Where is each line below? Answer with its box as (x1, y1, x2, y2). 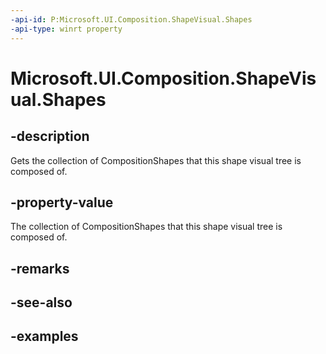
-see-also (10, 294, 73, 311)
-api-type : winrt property (10, 24, 123, 34)
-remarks (10, 260, 70, 277)
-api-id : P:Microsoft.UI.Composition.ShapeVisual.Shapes (10, 14, 253, 25)
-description (10, 128, 90, 145)
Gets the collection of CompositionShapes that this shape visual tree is (10, 154, 302, 166)
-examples (10, 328, 79, 345)
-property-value (10, 194, 114, 211)
